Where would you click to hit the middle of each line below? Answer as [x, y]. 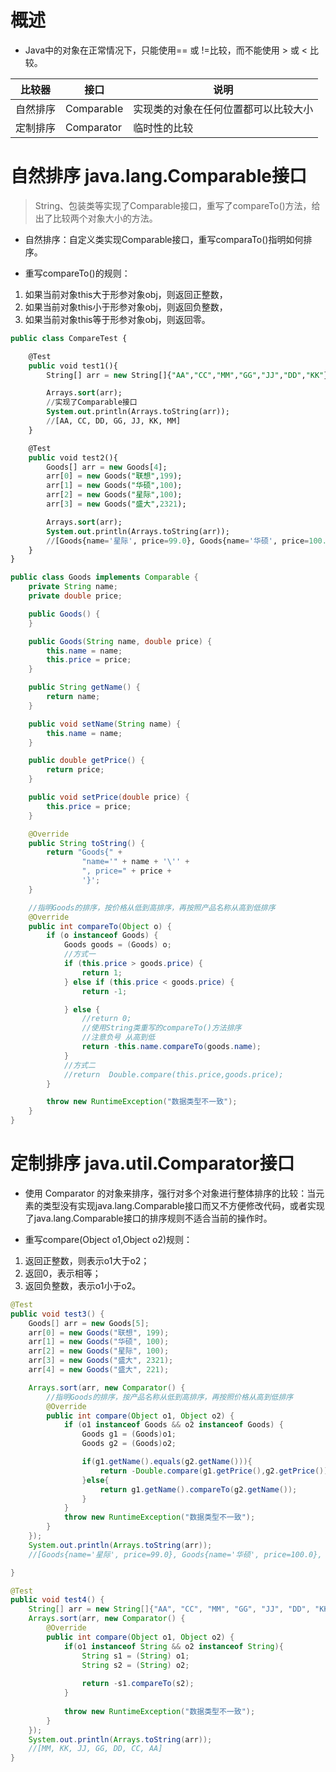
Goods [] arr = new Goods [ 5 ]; [89, 1323]
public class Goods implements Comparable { [104, 577]
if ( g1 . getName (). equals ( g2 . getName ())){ [167, 1462]
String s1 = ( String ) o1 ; [135, 1656]
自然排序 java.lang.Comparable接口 [159, 176]
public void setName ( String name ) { [105, 724]
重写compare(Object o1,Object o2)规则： [108, 1239]
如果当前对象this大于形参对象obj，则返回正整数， [126, 294]
